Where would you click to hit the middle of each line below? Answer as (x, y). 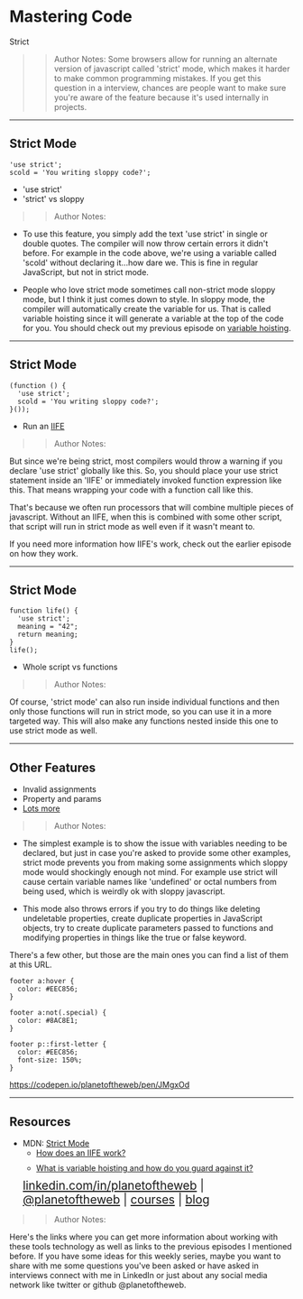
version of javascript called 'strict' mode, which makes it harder (172, 69)
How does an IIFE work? (81, 1153)
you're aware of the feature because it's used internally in (161, 97)
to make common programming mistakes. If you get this (157, 78)
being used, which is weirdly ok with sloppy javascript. (124, 891)
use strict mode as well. (53, 731)
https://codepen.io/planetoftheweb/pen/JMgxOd (100, 1085)
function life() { (44, 611)
